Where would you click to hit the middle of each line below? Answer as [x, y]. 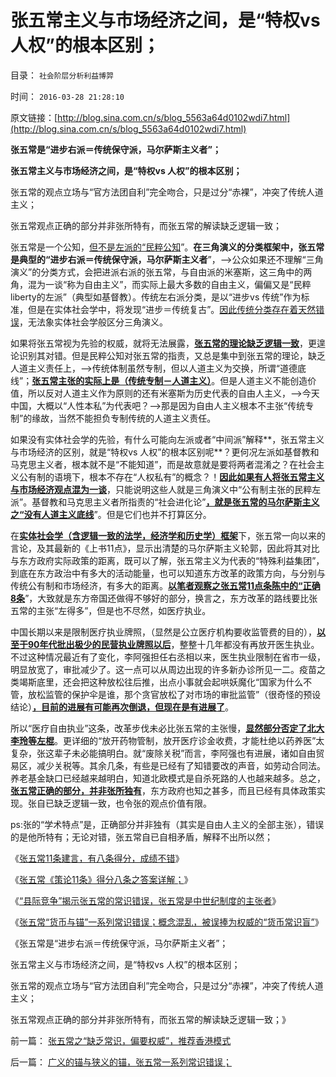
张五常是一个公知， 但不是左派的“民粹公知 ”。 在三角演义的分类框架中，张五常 [167, 247]
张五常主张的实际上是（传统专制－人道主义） [121, 380]
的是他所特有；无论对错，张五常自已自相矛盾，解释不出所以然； [141, 837]
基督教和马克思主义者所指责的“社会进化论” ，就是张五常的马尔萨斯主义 [175, 502]
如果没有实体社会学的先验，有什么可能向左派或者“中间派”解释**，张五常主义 [167, 439]
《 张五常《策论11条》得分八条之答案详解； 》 [101, 879]
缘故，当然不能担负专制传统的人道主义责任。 [124, 418]
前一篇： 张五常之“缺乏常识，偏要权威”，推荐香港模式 [121, 1040]
